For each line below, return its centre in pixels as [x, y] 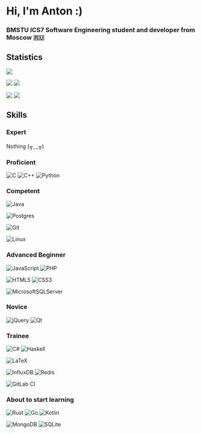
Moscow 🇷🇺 [25, 37]
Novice [17, 307]
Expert [16, 132]
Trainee [18, 336]
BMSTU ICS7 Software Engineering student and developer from [101, 30]
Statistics [25, 57]
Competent [23, 191]
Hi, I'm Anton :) [45, 11]
